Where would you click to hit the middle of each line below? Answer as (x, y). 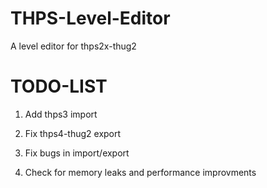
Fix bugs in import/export (77, 153)
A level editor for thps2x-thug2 (73, 46)
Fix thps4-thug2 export (73, 133)
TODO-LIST (59, 86)
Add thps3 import (61, 114)
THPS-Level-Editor (90, 18)
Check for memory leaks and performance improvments (140, 172)
